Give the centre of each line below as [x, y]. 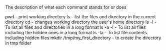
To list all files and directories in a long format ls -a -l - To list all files [75, 27]
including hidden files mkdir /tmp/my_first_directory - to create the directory [83, 38]
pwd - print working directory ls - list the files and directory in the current [80, 17]
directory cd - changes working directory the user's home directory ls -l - [81, 22]
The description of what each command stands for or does [66, 7]
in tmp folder [18, 43]
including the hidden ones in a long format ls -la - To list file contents [76, 32]
